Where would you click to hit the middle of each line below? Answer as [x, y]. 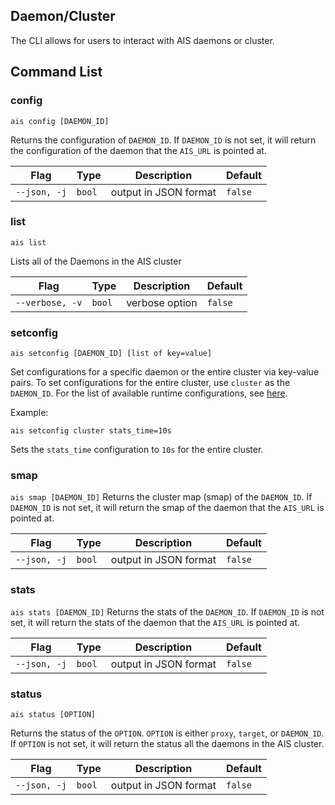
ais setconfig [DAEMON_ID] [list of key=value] [111, 354]
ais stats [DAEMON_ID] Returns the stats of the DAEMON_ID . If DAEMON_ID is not [167, 611]
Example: [29, 413]
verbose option [162, 302]
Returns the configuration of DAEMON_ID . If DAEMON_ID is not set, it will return [163, 140]
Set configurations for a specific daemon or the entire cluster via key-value [165, 372]
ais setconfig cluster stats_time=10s [91, 431]
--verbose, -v [49, 302]
